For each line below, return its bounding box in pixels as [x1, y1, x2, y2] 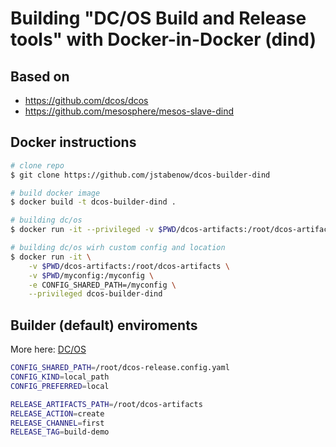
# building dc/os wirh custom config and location [10, 243, 226, 253]
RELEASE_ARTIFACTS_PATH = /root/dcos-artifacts [10, 399, 203, 409]
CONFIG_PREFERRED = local [10, 381, 110, 391]
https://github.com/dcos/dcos [24, 95, 149, 106]
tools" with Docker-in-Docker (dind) [10, 28, 317, 51]
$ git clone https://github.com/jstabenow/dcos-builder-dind [10, 170, 271, 180]
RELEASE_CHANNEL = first [10, 418, 105, 428]
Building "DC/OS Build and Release [10, 7, 307, 30]
